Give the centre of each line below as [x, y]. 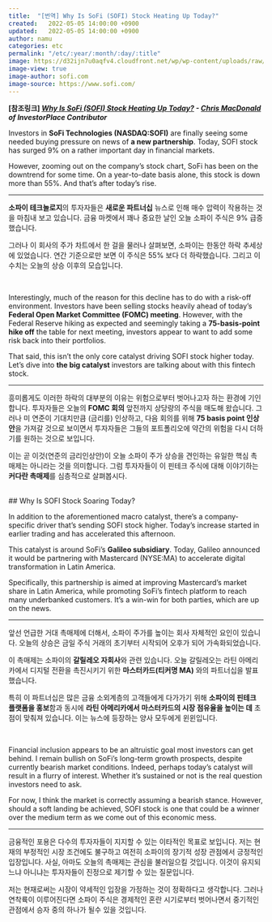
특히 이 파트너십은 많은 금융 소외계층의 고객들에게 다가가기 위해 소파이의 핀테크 [132, 697]
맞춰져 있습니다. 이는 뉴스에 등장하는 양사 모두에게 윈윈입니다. [121, 717]
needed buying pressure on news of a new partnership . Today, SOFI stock [133, 141]
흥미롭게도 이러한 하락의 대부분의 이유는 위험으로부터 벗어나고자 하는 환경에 [127, 398]
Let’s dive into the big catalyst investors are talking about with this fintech [132, 364]
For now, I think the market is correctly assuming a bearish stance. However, [136, 799]
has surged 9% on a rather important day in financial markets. [112, 150]
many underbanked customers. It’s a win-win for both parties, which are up [134, 599]
